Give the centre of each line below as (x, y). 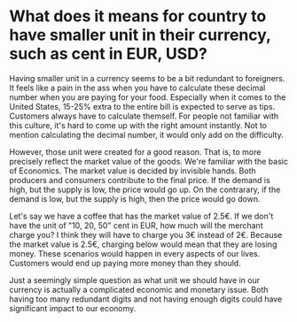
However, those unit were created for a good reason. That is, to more (135, 151)
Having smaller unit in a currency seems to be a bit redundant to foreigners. (147, 78)
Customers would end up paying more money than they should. (125, 263)
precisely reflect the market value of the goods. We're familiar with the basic (148, 161)
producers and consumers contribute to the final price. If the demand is (140, 180)
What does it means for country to (138, 16)
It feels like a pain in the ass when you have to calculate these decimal (137, 88)
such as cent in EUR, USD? (109, 54)
